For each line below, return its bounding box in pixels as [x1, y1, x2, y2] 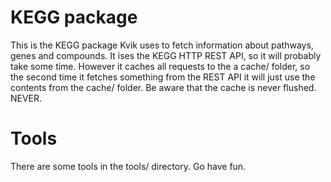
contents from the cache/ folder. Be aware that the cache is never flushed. [10, 81, 317, 93]
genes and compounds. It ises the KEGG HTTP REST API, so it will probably [10, 49, 322, 61]
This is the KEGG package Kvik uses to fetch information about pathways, [10, 39, 314, 51]
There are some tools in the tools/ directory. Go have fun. [10, 160, 247, 172]
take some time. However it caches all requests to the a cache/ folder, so [10, 60, 311, 72]
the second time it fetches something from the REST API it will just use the [10, 71, 316, 83]
